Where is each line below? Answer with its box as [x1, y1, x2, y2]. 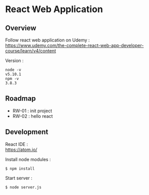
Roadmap [5, 94, 36, 103]
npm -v [5, 76, 19, 81]
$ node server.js [5, 184, 42, 190]
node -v [5, 67, 22, 72]
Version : [5, 58, 24, 64]
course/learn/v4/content [5, 48, 56, 54]
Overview [5, 24, 37, 32]
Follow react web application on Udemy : [5, 37, 90, 43]
